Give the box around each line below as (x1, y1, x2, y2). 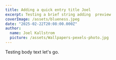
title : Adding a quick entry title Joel (5, 7, 91, 12)
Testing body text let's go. (5, 48, 59, 55)
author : (5, 26, 22, 31)
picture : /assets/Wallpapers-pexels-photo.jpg (10, 35, 109, 40)
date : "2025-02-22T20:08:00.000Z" (5, 21, 78, 26)
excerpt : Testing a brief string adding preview (5, 12, 111, 17)
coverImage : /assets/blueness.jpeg (5, 16, 80, 21)
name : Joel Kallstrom (10, 30, 55, 35)
